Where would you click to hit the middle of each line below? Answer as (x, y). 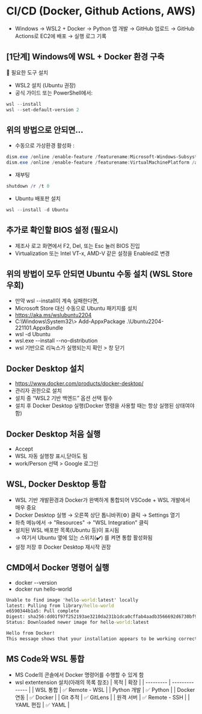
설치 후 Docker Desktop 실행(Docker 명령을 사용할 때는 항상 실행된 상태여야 (105, 406)
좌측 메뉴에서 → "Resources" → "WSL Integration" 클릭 (82, 522)
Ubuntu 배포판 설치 (38, 198)
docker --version (36, 582)
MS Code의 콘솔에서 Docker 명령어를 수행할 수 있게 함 (79, 674)
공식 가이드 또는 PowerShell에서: (54, 93)
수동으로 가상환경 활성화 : (45, 146)
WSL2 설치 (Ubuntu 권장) (45, 85)
